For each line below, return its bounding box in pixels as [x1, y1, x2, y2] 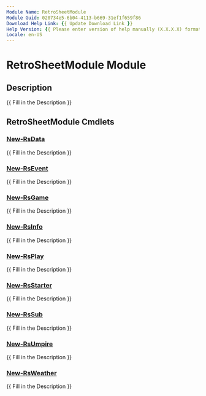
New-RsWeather [6, 368, 57, 377]
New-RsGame [6, 194, 49, 202]
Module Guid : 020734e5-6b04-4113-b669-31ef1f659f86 [6, 15, 141, 21]
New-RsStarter [6, 281, 52, 289]
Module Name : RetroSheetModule [6, 9, 86, 15]
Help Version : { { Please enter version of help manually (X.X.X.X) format [6, 26, 202, 32]
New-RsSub [6, 310, 43, 319]
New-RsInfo [6, 223, 43, 231]
